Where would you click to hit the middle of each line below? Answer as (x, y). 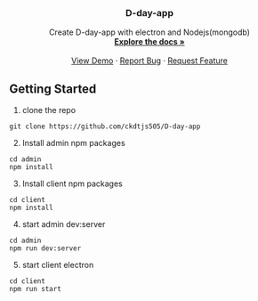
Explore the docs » (149, 42)
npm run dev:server (45, 248)
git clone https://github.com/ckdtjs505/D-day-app (105, 126)
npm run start (36, 289)
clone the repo (49, 110)
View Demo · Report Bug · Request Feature (149, 61)
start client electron (58, 265)
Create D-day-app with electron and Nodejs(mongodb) (149, 32)
